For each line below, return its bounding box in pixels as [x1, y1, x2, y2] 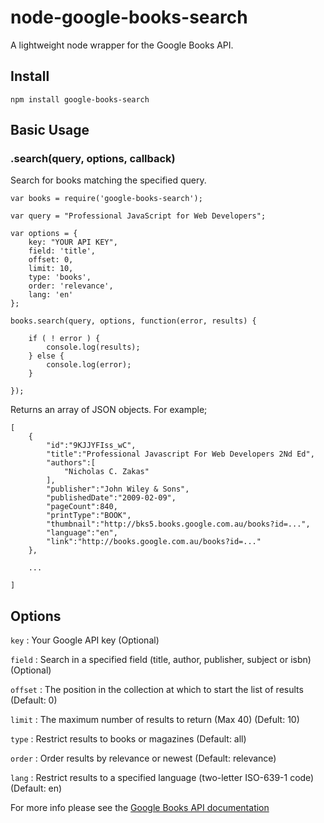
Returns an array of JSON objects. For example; [10, 404, 208, 416]
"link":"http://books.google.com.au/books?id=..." [46, 537, 262, 547]
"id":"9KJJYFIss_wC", [46, 441, 137, 451]
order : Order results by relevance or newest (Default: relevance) [10, 752, 277, 765]
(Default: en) [10, 782, 63, 795]
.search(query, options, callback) [10, 152, 176, 166]
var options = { [10, 229, 78, 239]
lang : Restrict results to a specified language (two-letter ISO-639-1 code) [10, 772, 315, 784]
